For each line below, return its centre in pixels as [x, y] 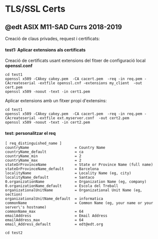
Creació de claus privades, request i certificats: [53, 38]
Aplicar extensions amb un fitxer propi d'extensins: [56, 101]
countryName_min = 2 [43, 156]
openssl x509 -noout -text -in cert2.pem [48, 123]
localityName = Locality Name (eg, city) [68, 173]
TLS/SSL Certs [35, 9]
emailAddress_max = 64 [44, 220]
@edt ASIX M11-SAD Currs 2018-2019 [64, 27]
